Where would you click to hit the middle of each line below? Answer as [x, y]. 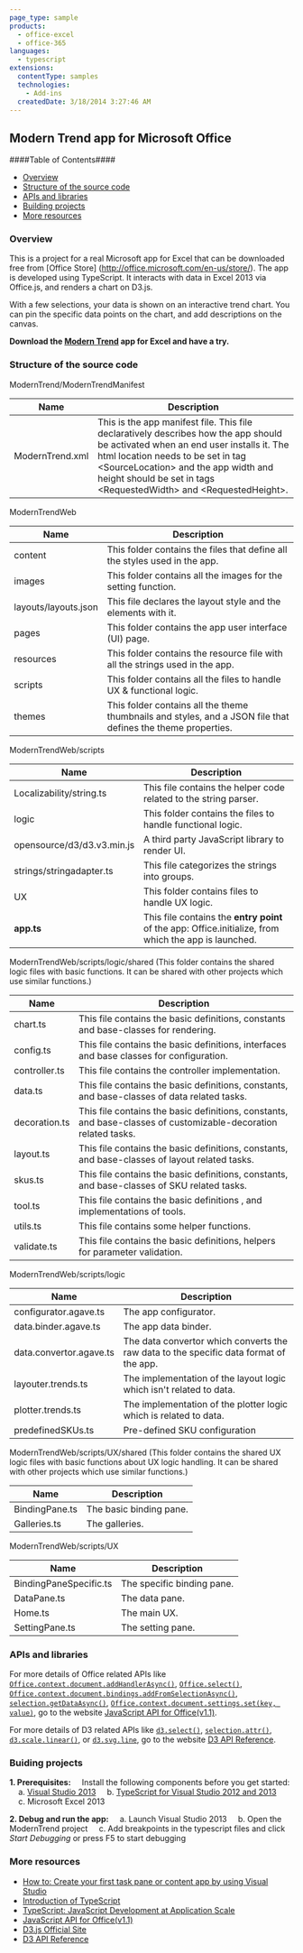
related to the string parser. [201, 798]
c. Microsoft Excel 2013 [61, 1801]
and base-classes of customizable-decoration [178, 1122]
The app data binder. [167, 1326]
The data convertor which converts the [206, 1340]
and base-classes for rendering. [147, 1029]
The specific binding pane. [177, 1583]
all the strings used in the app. [170, 664]
